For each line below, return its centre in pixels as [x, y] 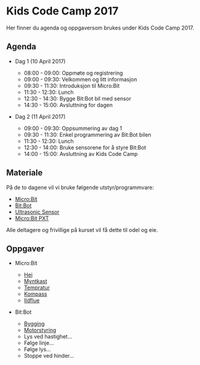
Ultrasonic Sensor [37, 211]
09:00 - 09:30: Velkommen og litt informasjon [80, 79]
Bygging [34, 324]
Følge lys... [37, 349]
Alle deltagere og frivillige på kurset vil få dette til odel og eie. [82, 229]
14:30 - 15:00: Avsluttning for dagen [68, 105]
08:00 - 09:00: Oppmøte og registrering [73, 73]
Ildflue [32, 301]
